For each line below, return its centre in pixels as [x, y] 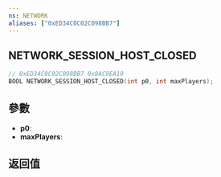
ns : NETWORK [28, 16]
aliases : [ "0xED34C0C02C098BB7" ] [64, 23]
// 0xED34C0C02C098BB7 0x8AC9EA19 [66, 74]
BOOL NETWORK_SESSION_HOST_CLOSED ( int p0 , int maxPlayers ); [111, 82]
